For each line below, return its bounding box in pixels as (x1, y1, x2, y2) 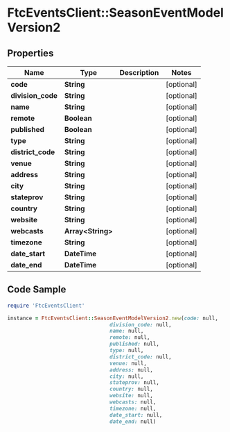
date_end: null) (109, 418, 157, 425)
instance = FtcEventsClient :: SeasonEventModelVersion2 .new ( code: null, (7, 315, 218, 322)
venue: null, (109, 360, 148, 367)
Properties (7, 47, 54, 59)
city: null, (109, 373, 144, 380)
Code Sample (7, 283, 67, 296)
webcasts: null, (109, 399, 157, 406)
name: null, (109, 328, 144, 335)
